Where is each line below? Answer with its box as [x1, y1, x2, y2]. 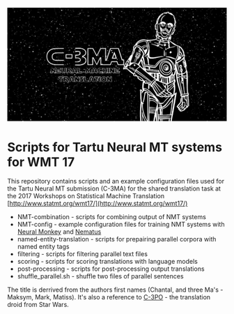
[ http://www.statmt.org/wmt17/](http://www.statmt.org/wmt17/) [7, 200, 188, 208]
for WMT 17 [7, 154, 75, 170]
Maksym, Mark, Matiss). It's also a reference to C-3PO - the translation [7, 293, 211, 301]
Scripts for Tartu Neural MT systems [7, 139, 223, 155]
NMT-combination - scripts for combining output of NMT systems [17, 213, 207, 221]
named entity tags [17, 242, 70, 251]
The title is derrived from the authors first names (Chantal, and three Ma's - [7, 285, 224, 294]
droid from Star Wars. [7, 301, 70, 309]
